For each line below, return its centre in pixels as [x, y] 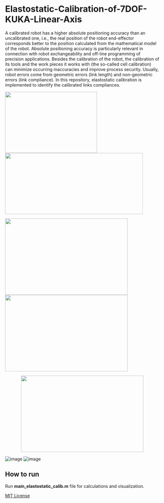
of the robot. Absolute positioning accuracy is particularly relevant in [74, 48]
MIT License [18, 496]
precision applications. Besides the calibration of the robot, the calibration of [82, 59]
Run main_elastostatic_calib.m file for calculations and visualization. [75, 486]
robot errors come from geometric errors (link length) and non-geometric [79, 74]
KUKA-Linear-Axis [44, 19]
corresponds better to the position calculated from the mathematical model [81, 43]
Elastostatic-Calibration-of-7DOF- [76, 9]
